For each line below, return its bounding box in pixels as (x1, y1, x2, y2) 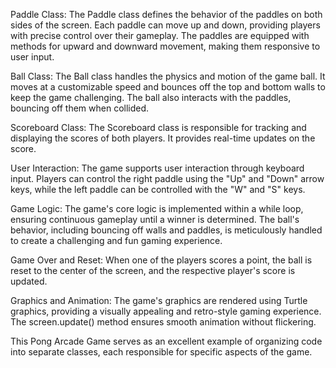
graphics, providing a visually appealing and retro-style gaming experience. (10, 305, 322, 317)
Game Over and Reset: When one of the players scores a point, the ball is (10, 254, 313, 266)
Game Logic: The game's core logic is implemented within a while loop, (10, 203, 304, 214)
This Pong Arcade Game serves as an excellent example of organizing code (10, 335, 323, 347)
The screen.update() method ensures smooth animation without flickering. (10, 316, 317, 328)
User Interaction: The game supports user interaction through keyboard (10, 162, 305, 174)
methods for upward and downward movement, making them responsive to (10, 40, 321, 52)
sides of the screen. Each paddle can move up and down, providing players (10, 19, 321, 31)
